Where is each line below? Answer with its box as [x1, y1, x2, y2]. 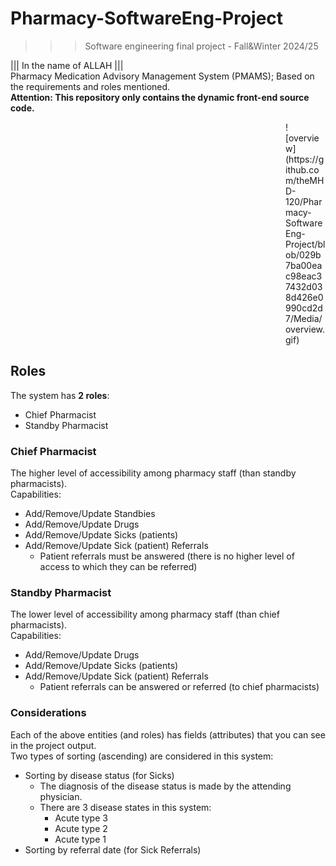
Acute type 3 [54, 812, 108, 824]
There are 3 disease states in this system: [39, 801, 212, 813]
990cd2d [285, 302, 323, 314]
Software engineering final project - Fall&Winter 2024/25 [84, 40, 319, 52]
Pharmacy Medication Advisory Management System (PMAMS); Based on [10, 70, 315, 82]
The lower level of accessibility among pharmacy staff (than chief [10, 608, 280, 621]
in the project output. [10, 739, 97, 751]
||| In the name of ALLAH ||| [10, 59, 124, 71]
